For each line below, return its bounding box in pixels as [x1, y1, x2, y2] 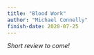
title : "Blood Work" [7, 10, 67, 17]
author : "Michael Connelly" [7, 16, 88, 23]
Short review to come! [7, 42, 70, 50]
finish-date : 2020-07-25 [7, 23, 79, 30]
